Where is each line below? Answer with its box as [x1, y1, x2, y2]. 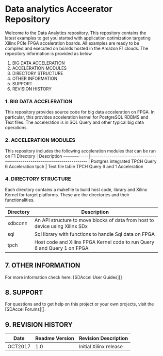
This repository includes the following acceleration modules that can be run [5, 148, 156, 154]
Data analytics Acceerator [5, 3, 113, 15]
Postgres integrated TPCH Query [90, 158, 157, 164]
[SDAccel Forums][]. [5, 306, 46, 312]
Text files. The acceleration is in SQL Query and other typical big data [5, 119, 144, 125]
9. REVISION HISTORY [5, 320, 73, 329]
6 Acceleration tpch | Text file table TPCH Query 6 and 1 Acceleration [5, 163, 144, 169]
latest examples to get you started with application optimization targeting [5, 35, 151, 41]
